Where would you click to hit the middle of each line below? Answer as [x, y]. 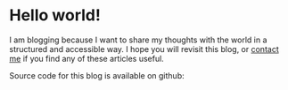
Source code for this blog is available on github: [97, 75]
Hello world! [55, 15]
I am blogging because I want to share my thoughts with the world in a [138, 40]
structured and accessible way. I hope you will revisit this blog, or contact [144, 49]
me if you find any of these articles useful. [87, 58]
